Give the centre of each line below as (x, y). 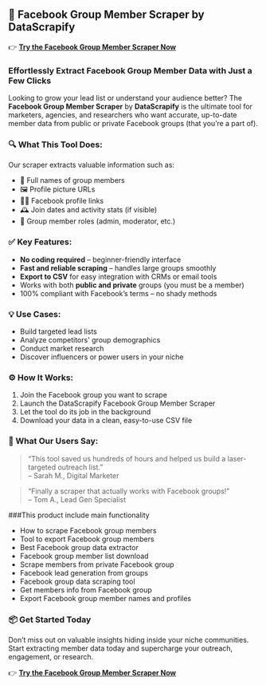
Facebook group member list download (84, 556)
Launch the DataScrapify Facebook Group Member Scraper (117, 403)
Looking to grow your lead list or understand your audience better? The (125, 98)
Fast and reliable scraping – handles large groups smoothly (118, 267)
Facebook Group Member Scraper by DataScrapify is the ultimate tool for (131, 107)
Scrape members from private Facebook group (97, 564)
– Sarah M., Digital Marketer (73, 475)
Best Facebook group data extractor (79, 547)
